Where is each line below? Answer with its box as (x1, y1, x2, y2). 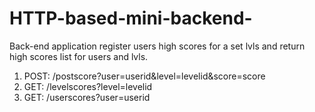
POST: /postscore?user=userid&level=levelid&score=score (23, 70, 266, 82)
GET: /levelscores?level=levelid (23, 80, 153, 92)
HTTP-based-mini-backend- (9, 7, 253, 30)
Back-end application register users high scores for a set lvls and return (9, 40, 306, 52)
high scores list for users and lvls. (9, 50, 149, 62)
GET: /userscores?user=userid (23, 91, 151, 103)
